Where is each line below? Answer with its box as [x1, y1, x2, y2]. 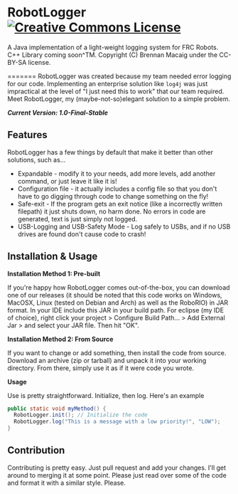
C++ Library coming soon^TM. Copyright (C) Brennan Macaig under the [7, 51, 218, 59]
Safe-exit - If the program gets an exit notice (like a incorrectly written [17, 199, 222, 208]
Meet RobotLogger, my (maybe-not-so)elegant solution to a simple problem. [7, 94, 231, 103]
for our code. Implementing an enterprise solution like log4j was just [7, 79, 208, 88]
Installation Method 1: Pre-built [7, 269, 101, 278]
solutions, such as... [7, 155, 66, 164]
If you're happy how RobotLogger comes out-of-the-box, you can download [7, 283, 230, 292]
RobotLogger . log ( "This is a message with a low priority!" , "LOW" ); [13, 418, 221, 426]
